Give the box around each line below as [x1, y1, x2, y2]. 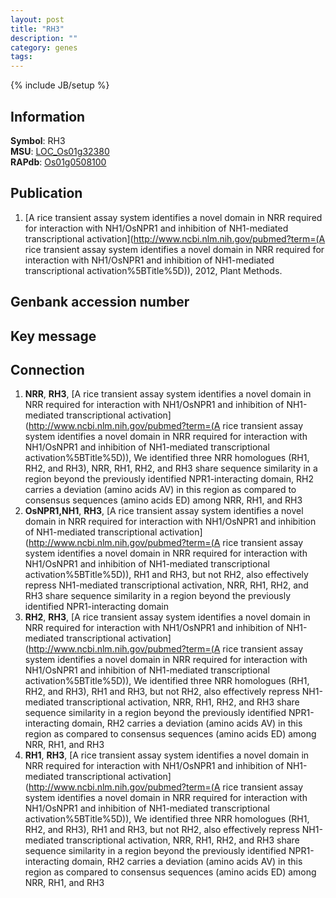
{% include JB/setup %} [10, 79, 110, 91]
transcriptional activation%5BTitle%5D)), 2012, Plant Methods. [24, 264, 283, 276]
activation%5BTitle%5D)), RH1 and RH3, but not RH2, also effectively [24, 569, 309, 581]
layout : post [10, 14, 65, 25]
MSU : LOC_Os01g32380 [10, 145, 110, 157]
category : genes [10, 42, 78, 53]
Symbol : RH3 [10, 134, 66, 146]
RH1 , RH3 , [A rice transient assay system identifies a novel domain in [24, 749, 310, 761]
